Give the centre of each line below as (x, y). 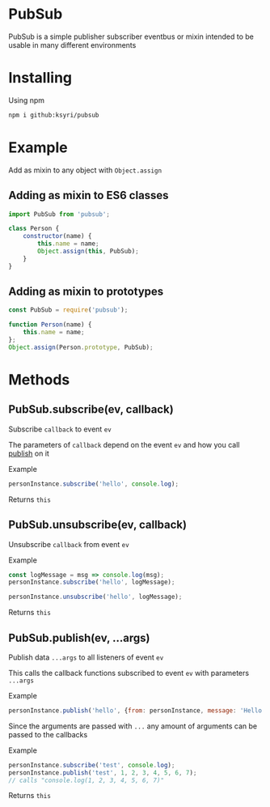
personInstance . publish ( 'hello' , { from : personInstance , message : (122, 710)
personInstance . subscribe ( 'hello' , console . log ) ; (94, 484)
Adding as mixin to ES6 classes (89, 195)
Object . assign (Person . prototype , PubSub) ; (81, 347)
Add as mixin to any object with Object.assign (85, 170)
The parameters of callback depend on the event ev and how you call (124, 444)
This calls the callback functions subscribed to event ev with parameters (129, 673)
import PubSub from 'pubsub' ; (59, 214)
